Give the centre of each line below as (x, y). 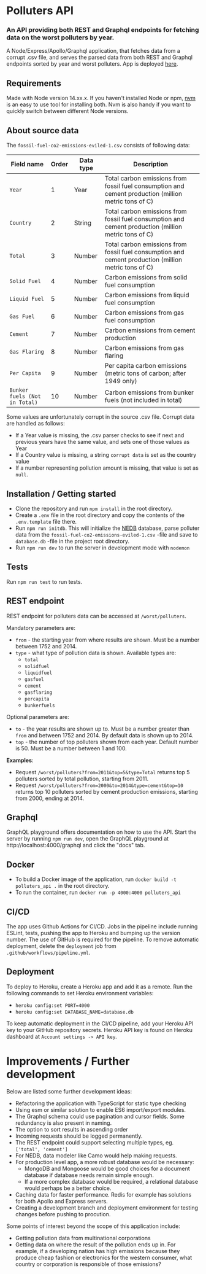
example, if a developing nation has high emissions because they (97, 1251)
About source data (43, 130)
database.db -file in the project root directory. (72, 541)
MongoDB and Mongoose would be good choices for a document (107, 1168)
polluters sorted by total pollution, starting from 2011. (82, 779)
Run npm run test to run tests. (44, 581)
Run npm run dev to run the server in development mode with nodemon (102, 548)
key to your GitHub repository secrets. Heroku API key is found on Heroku (100, 1030)
